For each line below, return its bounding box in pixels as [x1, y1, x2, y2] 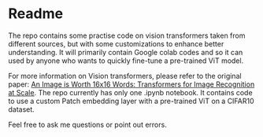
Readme [8, 5, 64, 23]
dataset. [8, 104, 35, 114]
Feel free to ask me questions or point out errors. [8, 120, 167, 129]
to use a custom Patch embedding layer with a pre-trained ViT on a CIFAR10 [8, 96, 254, 106]
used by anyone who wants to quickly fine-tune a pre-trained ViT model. [8, 56, 244, 65]
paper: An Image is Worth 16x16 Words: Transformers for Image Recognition [8, 80, 255, 89]
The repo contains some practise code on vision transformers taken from [8, 31, 246, 40]
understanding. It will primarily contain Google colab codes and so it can [8, 47, 243, 57]
